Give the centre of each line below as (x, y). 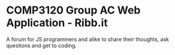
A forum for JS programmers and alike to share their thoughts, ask (87, 39)
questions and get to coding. (42, 46)
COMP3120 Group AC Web (73, 10)
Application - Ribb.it (57, 23)
